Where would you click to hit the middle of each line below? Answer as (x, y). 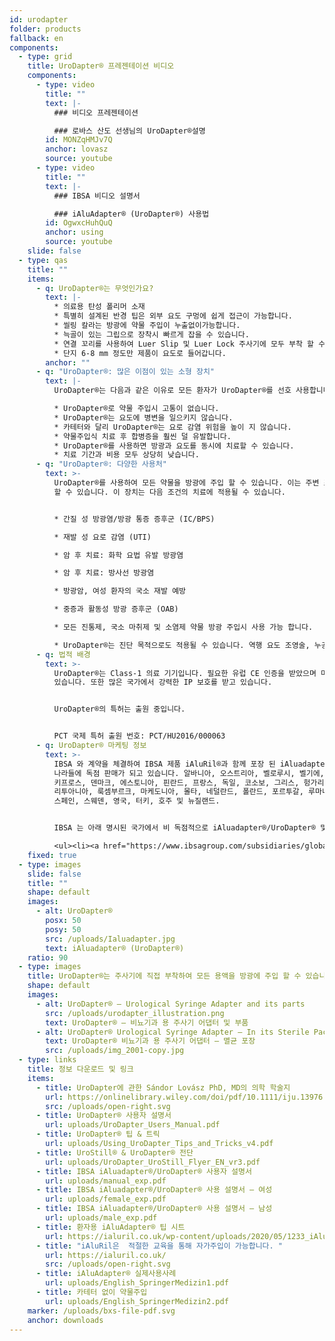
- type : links (47, 1060)
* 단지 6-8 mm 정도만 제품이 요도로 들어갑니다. (140, 353)
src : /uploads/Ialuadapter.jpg (110, 939)
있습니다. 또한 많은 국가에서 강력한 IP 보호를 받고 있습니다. (163, 682)
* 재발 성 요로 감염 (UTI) (102, 537)
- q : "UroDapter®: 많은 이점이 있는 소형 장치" (125, 372)
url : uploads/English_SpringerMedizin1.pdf (137, 1283)
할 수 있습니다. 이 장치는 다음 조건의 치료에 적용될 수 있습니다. (169, 492)
